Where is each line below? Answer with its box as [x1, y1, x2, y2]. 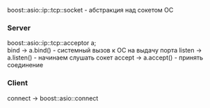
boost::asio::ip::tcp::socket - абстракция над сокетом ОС [7, 6, 174, 14]
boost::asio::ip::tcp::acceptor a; [7, 39, 97, 47]
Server [7, 23, 31, 33]
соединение [7, 61, 44, 69]
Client [7, 78, 28, 88]
